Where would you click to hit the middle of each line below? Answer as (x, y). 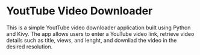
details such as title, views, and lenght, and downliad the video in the (92, 40)
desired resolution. (30, 47)
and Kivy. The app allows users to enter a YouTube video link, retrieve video (100, 33)
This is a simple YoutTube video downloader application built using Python (98, 27)
